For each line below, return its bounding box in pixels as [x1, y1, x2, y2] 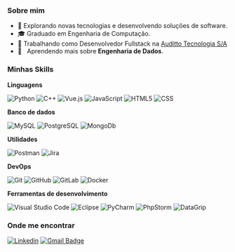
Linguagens [7, 80, 43, 89]
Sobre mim [7, 6, 46, 15]
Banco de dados [7, 107, 55, 116]
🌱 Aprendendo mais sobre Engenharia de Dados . [17, 47, 163, 55]
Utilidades [7, 135, 38, 143]
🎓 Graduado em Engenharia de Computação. [17, 29, 151, 38]
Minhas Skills [7, 65, 54, 74]
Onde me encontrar [7, 220, 75, 230]
